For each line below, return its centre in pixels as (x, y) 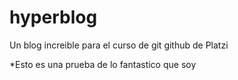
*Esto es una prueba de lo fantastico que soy (103, 64)
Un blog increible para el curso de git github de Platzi (119, 45)
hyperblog (53, 17)
